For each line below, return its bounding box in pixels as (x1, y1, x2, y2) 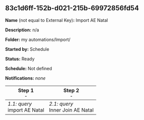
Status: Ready (5, 56, 35, 62)
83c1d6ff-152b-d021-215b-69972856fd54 (5, 4, 139, 12)
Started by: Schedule (5, 46, 50, 52)
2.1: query (49, 100, 73, 107)
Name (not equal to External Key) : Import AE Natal (5, 17, 108, 23)
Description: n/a (5, 27, 39, 33)
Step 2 (63, 87, 79, 94)
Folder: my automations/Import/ (5, 36, 71, 42)
